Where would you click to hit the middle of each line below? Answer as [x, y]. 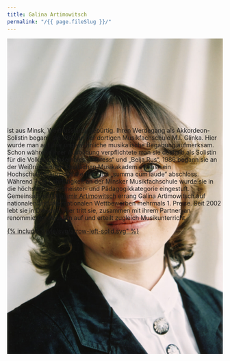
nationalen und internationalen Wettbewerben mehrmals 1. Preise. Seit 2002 [114, 203]
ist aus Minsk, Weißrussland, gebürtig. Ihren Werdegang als [91, 130]
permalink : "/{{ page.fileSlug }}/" [59, 22]
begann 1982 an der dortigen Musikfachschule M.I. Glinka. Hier [123, 138]
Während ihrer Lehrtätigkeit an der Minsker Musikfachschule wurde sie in [110, 181]
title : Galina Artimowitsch [47, 14]
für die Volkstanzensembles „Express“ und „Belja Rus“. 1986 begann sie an [112, 159]
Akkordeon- [193, 130]
